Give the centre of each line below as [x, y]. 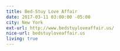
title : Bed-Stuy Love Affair [42, 11]
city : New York [25, 22]
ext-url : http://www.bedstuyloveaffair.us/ [60, 28]
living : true [22, 39]
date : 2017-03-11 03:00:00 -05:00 [49, 17]
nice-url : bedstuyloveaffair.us [46, 33]
